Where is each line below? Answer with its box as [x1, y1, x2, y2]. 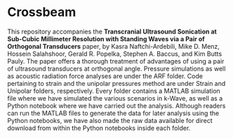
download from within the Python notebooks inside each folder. [7, 124, 191, 132]
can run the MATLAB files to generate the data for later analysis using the [7, 109, 220, 117]
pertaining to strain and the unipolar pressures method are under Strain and [7, 79, 226, 87]
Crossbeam [7, 4, 76, 20]
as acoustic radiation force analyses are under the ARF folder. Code [7, 71, 204, 80]
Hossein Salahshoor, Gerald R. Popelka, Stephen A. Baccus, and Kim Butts [7, 50, 222, 58]
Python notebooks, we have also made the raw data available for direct [7, 116, 213, 124]
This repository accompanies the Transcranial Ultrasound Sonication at [7, 27, 218, 36]
